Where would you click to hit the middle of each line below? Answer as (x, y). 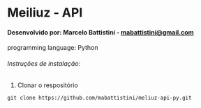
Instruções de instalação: (44, 63)
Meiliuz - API (45, 13)
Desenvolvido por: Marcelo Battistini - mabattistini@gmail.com (100, 32)
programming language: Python (53, 48)
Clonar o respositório (47, 85)
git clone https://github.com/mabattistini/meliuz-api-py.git (99, 98)
